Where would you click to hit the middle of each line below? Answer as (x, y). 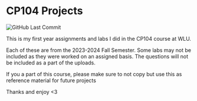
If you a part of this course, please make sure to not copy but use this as (94, 74)
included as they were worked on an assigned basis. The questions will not (97, 56)
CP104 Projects (45, 11)
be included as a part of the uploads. (51, 63)
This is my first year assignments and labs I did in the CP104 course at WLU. (99, 38)
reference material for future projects (51, 80)
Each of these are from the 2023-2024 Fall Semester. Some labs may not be (99, 50)
